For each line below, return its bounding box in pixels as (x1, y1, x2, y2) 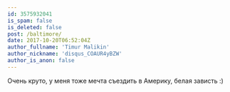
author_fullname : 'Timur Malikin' (7, 44, 110, 51)
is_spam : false (7, 17, 53, 24)
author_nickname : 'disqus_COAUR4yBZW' (7, 51, 122, 58)
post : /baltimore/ (7, 30, 62, 38)
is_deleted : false (7, 24, 62, 31)
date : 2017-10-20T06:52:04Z (7, 37, 91, 44)
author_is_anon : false (7, 57, 75, 64)
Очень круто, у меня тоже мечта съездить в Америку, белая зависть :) (7, 76, 224, 85)
